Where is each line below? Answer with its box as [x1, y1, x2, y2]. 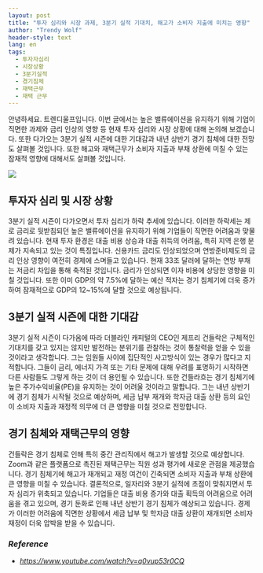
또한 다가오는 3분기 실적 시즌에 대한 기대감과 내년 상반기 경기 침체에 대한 [18, 135, 241, 144]
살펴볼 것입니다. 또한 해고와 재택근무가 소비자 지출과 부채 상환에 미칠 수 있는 [16, 144, 249, 153]
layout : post [8, 11, 51, 20]
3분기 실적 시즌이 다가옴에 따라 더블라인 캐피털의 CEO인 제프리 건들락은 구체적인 [8, 332, 255, 342]
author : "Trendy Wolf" [8, 26, 82, 34]
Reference [8, 538, 49, 549]
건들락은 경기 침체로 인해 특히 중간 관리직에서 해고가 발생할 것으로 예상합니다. [8, 449, 245, 459]
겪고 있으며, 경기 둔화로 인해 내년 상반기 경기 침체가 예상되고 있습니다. [22, 498, 236, 508]
